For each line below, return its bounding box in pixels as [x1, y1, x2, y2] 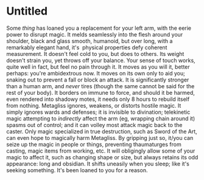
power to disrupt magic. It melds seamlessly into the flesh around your [6, 30, 183, 38]
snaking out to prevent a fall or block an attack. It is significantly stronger [6, 76, 189, 83]
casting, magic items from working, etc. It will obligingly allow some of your [6, 147, 195, 154]
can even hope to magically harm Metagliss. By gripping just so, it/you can [6, 134, 194, 141]
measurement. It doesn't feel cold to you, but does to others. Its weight [6, 50, 185, 57]
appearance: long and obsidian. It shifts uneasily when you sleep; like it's [6, 160, 190, 167]
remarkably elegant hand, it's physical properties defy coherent [6, 44, 167, 51]
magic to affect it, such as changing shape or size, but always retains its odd [6, 153, 199, 161]
